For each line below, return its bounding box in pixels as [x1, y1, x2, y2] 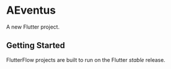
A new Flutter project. [6, 23, 60, 30]
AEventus [6, 4, 56, 17]
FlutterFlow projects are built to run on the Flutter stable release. [6, 56, 166, 63]
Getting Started [6, 40, 65, 51]
